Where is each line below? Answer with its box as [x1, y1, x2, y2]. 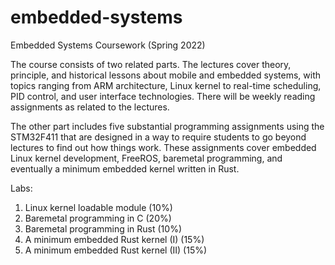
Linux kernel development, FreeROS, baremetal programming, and [10, 152, 283, 164]
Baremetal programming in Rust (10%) [24, 222, 182, 235]
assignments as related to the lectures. [10, 101, 170, 113]
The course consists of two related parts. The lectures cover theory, [10, 58, 292, 70]
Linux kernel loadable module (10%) [24, 201, 173, 213]
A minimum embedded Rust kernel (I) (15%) [24, 233, 205, 245]
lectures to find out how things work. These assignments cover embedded [10, 141, 317, 153]
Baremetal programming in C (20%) [24, 212, 172, 224]
